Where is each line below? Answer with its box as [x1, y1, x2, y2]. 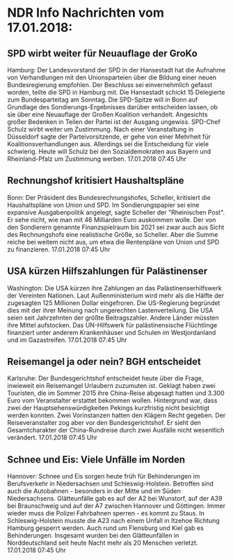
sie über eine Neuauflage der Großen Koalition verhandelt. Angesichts [7, 110, 208, 118]
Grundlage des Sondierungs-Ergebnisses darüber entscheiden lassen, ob [7, 103, 218, 111]
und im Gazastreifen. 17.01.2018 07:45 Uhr [7, 336, 127, 344]
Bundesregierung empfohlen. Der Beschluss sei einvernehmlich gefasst [7, 81, 213, 88]
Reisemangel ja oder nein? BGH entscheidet [7, 356, 202, 368]
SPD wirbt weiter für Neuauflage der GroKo [7, 47, 198, 59]
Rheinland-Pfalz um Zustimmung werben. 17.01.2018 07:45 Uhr [7, 155, 186, 163]
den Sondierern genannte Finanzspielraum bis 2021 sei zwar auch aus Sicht [7, 223, 225, 231]
